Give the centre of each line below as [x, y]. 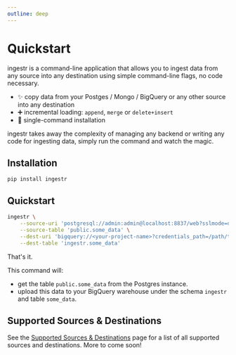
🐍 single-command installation [61, 120]
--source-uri [39, 224]
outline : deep [28, 14]
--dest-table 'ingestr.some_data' [70, 243]
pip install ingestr [38, 179]
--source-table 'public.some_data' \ [75, 230]
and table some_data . [47, 299]
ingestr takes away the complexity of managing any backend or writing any [116, 134]
